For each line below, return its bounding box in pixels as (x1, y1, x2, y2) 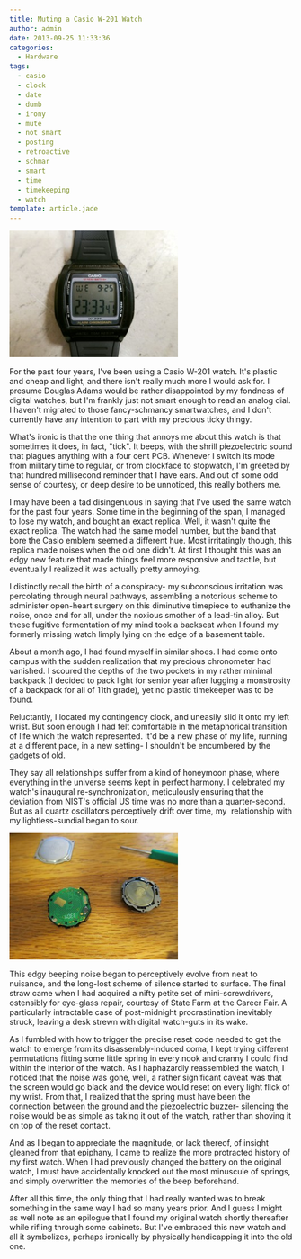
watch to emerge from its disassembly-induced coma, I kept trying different (9, 1044, 289, 1055)
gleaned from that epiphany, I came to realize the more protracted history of (9, 1147, 291, 1158)
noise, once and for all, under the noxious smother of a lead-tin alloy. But (9, 610, 279, 621)
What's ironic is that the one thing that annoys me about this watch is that (9, 432, 281, 443)
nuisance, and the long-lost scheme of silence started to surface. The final (9, 978, 286, 989)
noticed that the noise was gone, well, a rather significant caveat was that (9, 1072, 282, 1084)
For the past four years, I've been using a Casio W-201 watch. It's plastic (9, 366, 278, 377)
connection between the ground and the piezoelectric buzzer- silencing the (9, 1101, 289, 1111)
